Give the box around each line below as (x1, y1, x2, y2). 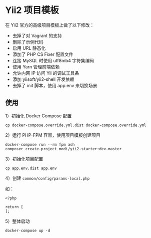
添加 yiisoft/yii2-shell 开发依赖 (12, 76, 74, 82)
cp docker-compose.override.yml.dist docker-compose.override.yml (5, 123, 146, 128)
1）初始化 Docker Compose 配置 (5, 113, 72, 119)
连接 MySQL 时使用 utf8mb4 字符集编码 (12, 57, 94, 63)
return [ (5, 204, 23, 210)
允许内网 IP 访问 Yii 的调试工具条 (12, 70, 79, 76)
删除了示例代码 (12, 38, 43, 45)
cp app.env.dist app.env (5, 166, 57, 171)
